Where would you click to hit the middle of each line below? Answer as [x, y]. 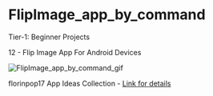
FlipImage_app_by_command [107, 15]
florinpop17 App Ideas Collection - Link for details [90, 83]
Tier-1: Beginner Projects [49, 37]
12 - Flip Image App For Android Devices [75, 52]
